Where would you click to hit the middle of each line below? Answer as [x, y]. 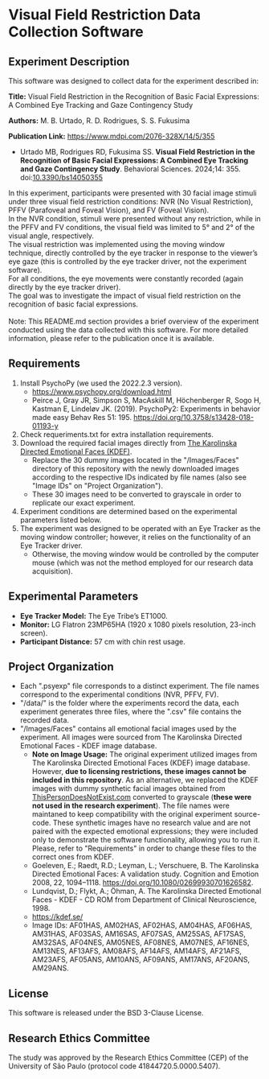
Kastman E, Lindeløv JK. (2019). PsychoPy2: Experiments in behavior [146, 409]
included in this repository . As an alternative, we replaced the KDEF [145, 780]
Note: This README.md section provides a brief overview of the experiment [134, 321]
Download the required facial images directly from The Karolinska [128, 443]
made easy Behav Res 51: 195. [82, 417]
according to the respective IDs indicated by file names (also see [139, 477]
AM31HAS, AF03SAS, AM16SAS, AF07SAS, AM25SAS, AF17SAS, [139, 934]
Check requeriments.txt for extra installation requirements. [117, 434]
